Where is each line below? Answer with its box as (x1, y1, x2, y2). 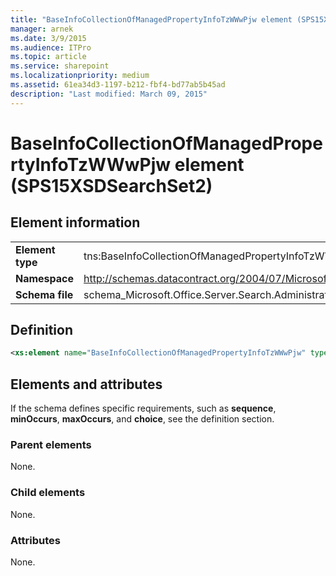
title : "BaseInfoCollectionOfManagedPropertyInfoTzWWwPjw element (10, 14, 293, 25)
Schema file (15, 287, 74, 301)
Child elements (10, 486, 86, 500)
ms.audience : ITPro (10, 42, 92, 53)
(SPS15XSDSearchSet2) (10, 174, 213, 197)
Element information (10, 214, 141, 231)
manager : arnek (10, 24, 74, 34)
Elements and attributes (10, 376, 163, 393)
